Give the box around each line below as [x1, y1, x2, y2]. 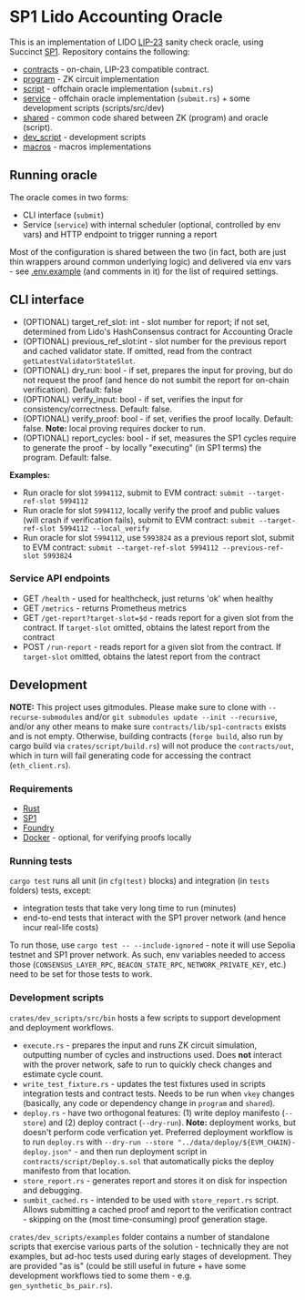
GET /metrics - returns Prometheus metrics [22, 603, 187, 614]
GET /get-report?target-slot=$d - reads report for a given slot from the [22, 612, 294, 623]
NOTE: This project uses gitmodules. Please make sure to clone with [9, 701, 267, 712]
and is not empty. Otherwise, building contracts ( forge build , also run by [9, 730, 284, 741]
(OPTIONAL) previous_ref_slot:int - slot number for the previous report [22, 335, 287, 347]
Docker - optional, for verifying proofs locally [22, 831, 192, 843]
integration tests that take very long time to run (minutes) [22, 903, 237, 914]
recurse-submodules [9, 713, 84, 722]
